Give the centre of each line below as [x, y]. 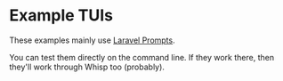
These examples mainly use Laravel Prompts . [92, 40]
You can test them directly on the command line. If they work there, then [141, 57]
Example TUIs [61, 16]
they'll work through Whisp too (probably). [87, 67]
